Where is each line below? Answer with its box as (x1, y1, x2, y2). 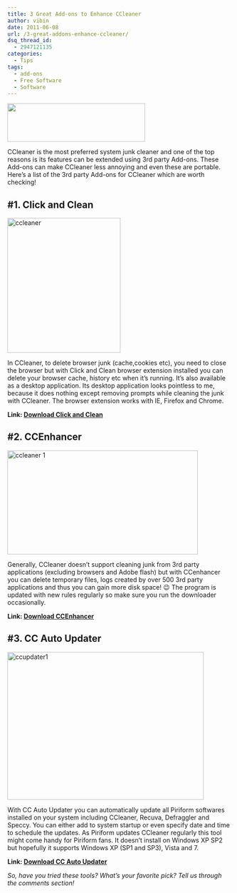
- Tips (14, 57, 33, 64)
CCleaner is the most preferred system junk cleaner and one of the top (7, 148, 215, 156)
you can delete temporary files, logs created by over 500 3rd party (7, 575, 204, 584)
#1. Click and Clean (7, 198, 94, 211)
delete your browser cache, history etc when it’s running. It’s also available (7, 374, 226, 383)
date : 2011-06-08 (7, 24, 59, 31)
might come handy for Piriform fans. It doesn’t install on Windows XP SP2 (7, 836, 223, 844)
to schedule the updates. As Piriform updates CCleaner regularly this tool (7, 828, 222, 837)
